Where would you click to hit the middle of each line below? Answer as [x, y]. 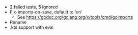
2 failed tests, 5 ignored [34, 7]
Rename [18, 22]
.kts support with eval [32, 27]
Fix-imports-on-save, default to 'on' [46, 12]
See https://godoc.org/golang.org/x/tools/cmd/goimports [75, 17]
